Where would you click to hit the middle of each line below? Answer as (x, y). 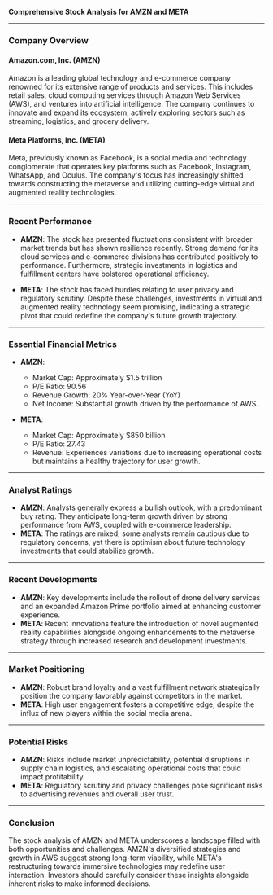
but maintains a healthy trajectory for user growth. (116, 461)
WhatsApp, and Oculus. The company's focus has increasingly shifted (126, 175)
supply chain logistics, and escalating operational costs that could (130, 768)
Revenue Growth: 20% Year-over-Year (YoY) (106, 395)
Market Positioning (47, 669)
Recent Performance (50, 222)
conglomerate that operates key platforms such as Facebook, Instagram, (130, 167)
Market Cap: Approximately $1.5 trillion (97, 377)
